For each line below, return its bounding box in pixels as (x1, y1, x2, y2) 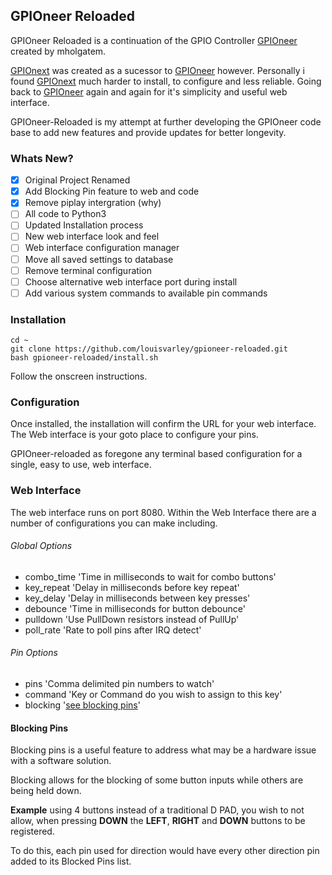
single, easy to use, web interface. (10, 459, 152, 471)
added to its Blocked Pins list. (10, 855, 132, 868)
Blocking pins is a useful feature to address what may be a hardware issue (10, 744, 317, 756)
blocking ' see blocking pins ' (24, 699, 141, 711)
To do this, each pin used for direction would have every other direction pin (10, 845, 320, 857)
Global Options (10, 540, 73, 552)
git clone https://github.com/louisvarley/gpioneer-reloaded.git (10, 344, 288, 354)
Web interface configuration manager (24, 242, 180, 254)
